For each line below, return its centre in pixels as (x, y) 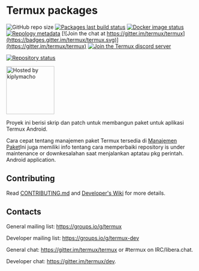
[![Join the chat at (84, 33)
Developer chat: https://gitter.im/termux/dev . (61, 261)
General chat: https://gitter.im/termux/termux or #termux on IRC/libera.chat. (100, 249)
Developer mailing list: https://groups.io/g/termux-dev (73, 238)
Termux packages (52, 10)
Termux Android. (27, 129)
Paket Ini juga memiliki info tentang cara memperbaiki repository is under (96, 147)
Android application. (31, 159)
